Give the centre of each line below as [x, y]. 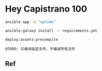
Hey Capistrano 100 [46, 9]
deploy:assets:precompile [31, 39]
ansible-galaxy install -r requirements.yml [51, 31]
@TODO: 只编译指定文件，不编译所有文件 [40, 49]
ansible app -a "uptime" [30, 22]
